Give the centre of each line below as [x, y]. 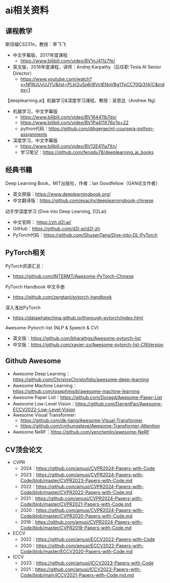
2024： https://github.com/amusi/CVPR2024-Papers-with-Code [88, 468]
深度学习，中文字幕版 [35, 140]
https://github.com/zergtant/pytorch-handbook [62, 297]
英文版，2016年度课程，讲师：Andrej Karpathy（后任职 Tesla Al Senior [87, 67]
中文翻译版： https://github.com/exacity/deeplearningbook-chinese [83, 200]
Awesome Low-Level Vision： [44, 404]
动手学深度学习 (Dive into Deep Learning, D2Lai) [56, 211]
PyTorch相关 [26, 253]
